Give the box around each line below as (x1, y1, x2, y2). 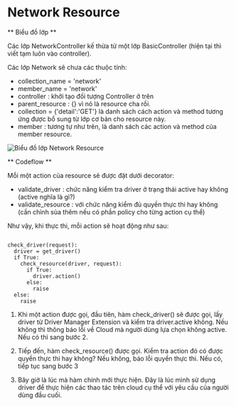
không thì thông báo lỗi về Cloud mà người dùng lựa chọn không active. (17, 325, 227, 333)
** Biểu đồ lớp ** (7, 28, 57, 36)
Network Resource (7, 4, 121, 21)
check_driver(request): (7, 241, 78, 249)
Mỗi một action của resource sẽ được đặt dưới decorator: (7, 171, 174, 179)
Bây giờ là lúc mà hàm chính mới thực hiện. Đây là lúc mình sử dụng (17, 375, 215, 384)
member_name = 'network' (17, 84, 97, 93)
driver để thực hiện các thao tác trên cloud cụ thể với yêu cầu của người (17, 382, 229, 392)
